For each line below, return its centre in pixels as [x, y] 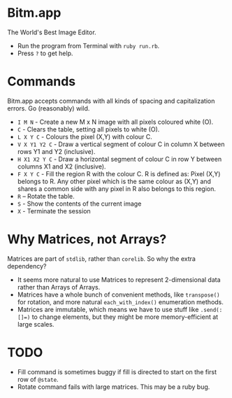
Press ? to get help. [45, 53]
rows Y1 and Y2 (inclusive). [56, 151]
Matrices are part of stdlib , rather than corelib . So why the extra [101, 258]
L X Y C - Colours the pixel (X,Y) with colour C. [85, 136]
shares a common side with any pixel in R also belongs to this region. [117, 189]
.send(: [211, 310]
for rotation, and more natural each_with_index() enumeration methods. [120, 301]
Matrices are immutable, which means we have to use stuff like [108, 309]
